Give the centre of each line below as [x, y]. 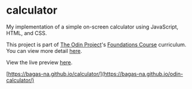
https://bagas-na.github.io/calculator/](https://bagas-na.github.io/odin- [96, 74]
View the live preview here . [39, 62]
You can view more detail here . [44, 50]
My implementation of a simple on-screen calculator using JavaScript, [92, 27]
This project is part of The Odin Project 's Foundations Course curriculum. [96, 44]
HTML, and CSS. [27, 33]
